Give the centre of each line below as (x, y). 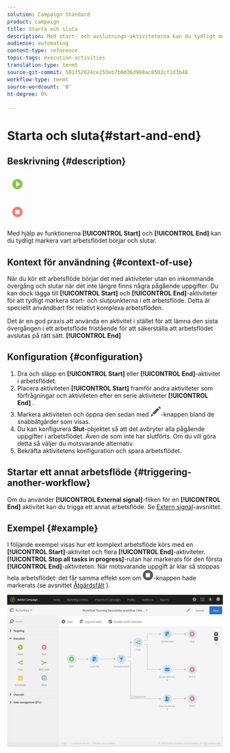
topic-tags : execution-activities (56, 58)
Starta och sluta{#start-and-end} (104, 136)
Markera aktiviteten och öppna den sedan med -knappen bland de (116, 414)
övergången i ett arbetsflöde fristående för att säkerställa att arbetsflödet (110, 328)
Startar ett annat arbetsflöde (69, 472)
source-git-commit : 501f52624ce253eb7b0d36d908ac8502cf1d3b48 (98, 72)
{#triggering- (162, 472)
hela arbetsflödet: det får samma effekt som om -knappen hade (102, 578)
